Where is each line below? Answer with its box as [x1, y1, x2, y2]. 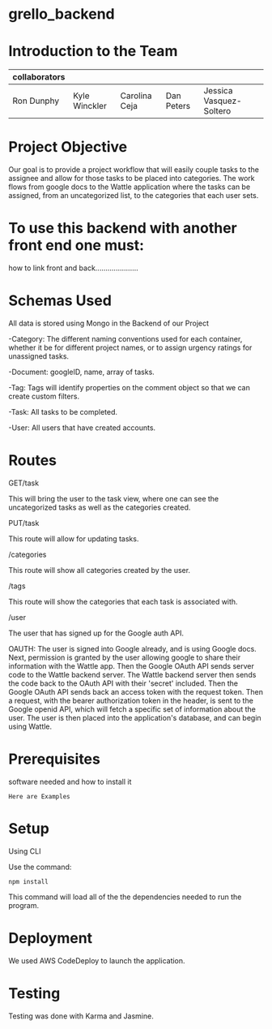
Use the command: [8, 862, 72, 872]
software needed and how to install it [8, 777, 132, 786]
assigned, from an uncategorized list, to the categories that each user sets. [8, 191, 259, 200]
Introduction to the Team [8, 42, 178, 61]
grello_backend [8, 5, 115, 24]
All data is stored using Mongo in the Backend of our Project [8, 318, 209, 328]
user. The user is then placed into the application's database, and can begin [8, 713, 261, 722]
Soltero [203, 105, 232, 117]
